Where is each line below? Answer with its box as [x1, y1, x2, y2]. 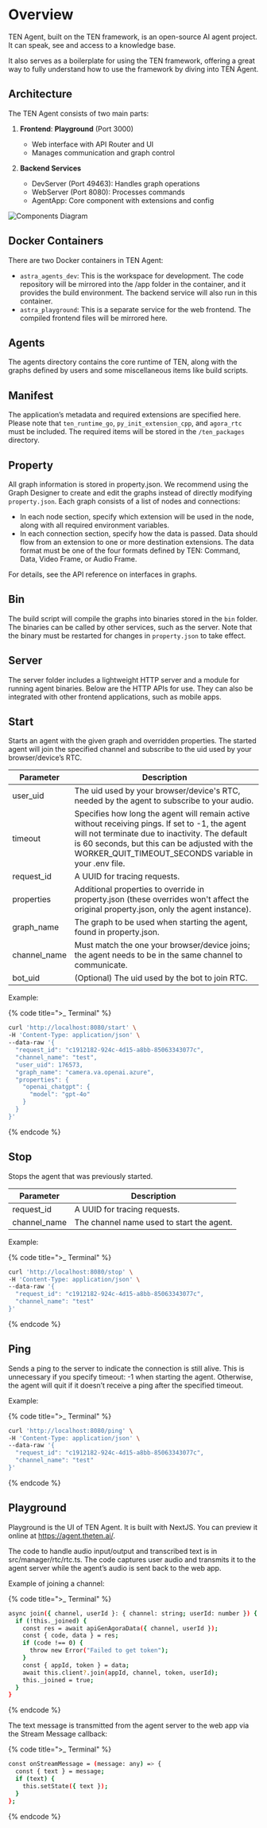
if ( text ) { [15, 1775, 56, 1783]
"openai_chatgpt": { [22, 1083, 91, 1091]
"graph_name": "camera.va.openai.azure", [15, 1068, 155, 1076]
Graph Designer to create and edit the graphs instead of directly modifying [8, 488, 253, 497]
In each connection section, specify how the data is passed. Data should [19, 529, 258, 538]
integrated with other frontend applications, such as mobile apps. [8, 691, 222, 702]
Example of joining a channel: [8, 1579, 105, 1588]
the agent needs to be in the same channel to [74, 949, 243, 961]
